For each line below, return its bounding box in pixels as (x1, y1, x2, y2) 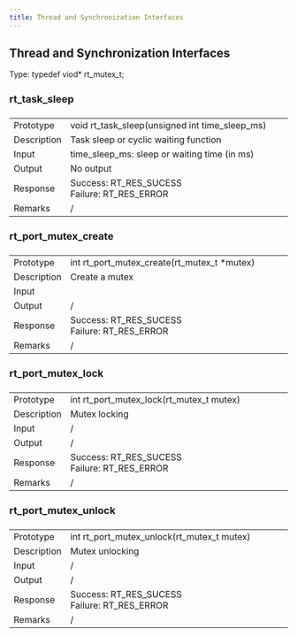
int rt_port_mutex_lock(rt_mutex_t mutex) (70, 393, 241, 405)
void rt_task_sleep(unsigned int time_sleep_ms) (70, 119, 267, 131)
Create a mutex (70, 271, 134, 283)
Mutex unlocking (70, 545, 140, 557)
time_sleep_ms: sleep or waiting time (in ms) (70, 148, 255, 160)
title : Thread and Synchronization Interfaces (9, 12, 184, 22)
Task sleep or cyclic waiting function (70, 134, 222, 146)
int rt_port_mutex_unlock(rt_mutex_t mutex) (70, 530, 251, 542)
